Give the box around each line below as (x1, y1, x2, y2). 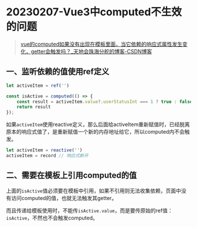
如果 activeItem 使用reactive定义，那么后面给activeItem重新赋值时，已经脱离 (6, 121, 190, 128)
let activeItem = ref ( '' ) (6, 83, 69, 89)
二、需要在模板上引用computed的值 (6, 171, 137, 181)
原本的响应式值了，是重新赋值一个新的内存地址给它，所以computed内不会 (6, 128, 185, 135)
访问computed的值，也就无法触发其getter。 (11, 194, 117, 201)
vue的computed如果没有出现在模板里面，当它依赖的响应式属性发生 (20, 40, 183, 48)
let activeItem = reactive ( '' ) (6, 147, 83, 153)
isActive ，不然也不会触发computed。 (6, 214, 98, 221)
